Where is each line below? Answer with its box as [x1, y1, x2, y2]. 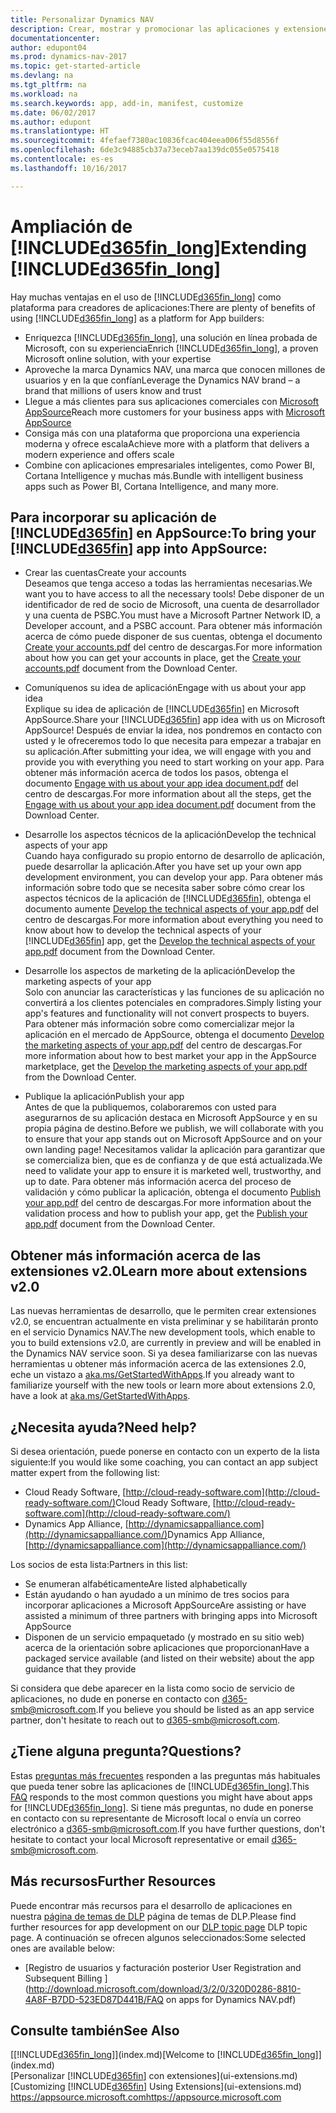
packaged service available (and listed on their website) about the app [24, 1652, 315, 1664]
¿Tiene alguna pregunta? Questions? [10, 1743, 242, 1760]
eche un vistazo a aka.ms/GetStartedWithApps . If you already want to [10, 1369, 295, 1381]
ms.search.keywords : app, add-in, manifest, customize [10, 98, 244, 108]
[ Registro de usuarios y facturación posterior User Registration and [24, 1961, 302, 1973]
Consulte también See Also [10, 2022, 180, 2040]
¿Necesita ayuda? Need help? [10, 1419, 197, 1436]
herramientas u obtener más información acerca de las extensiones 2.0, [10, 1358, 307, 1370]
